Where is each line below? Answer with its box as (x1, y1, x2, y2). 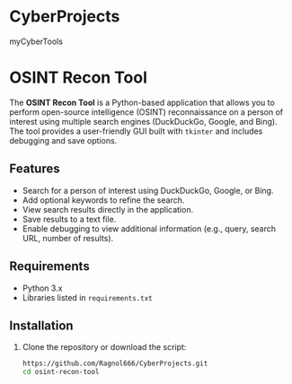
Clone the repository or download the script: (22, 342, 187, 353)
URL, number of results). (22, 232, 114, 243)
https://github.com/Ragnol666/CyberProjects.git (22, 359, 208, 369)
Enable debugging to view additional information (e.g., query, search (22, 223, 277, 234)
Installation (9, 318, 74, 333)
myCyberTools (9, 36, 63, 47)
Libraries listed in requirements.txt (22, 292, 153, 302)
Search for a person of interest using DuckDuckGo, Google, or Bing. (22, 185, 274, 196)
